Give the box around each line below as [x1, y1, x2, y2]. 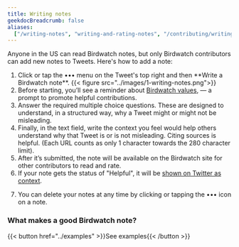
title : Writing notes [7, 10, 72, 18]
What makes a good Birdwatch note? [7, 216, 137, 226]
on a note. [17, 198, 48, 207]
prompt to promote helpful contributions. [17, 94, 137, 102]
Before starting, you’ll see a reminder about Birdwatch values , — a [17, 86, 212, 94]
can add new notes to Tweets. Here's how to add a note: [7, 57, 173, 66]
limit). [17, 146, 34, 155]
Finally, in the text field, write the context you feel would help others [17, 123, 217, 132]
